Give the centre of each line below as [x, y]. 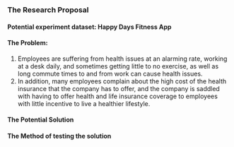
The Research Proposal [48, 10]
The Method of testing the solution [59, 136]
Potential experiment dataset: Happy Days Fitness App [89, 27]
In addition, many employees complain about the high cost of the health [122, 81]
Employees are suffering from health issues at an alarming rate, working [122, 59]
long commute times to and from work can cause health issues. [110, 73]
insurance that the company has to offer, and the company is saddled [119, 88]
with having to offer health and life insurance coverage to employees [117, 96]
